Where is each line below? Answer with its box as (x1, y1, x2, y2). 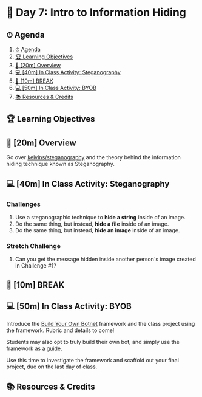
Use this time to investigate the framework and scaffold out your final (6, 357, 179, 364)
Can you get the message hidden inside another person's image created (15, 255, 196, 263)
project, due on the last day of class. (6, 363, 98, 370)
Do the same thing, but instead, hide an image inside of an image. (15, 226, 180, 233)
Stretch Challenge (6, 241, 61, 250)
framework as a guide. (6, 345, 62, 352)
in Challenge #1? (15, 262, 56, 269)
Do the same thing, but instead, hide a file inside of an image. (15, 220, 169, 227)
